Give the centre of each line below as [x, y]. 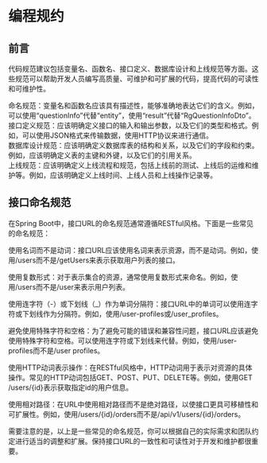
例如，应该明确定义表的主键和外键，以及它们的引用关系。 [102, 155]
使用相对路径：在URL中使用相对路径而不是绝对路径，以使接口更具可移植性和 [133, 404]
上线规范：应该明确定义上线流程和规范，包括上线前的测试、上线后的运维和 [130, 165]
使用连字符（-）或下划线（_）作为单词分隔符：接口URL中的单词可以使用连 [130, 304]
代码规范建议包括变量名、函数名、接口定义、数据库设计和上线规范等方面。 [130, 69]
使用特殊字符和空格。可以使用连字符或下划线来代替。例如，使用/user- [123, 340]
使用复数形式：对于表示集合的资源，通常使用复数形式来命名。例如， [120, 277]
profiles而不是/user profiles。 [56, 350]
